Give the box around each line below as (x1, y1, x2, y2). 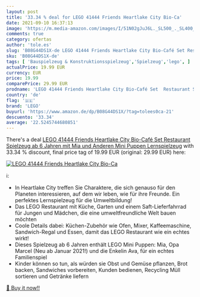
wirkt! (14, 235, 29, 242)
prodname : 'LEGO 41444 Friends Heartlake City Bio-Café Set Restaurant (6, 86, 190, 92)
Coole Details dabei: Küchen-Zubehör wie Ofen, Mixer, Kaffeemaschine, (14, 222, 192, 230)
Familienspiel (14, 254, 48, 261)
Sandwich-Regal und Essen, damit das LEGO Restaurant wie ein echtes (14, 228, 190, 236)
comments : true (6, 31, 44, 37)
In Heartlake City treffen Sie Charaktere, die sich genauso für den (14, 184, 176, 191)
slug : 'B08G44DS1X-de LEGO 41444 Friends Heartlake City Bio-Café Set (6, 48, 185, 54)
